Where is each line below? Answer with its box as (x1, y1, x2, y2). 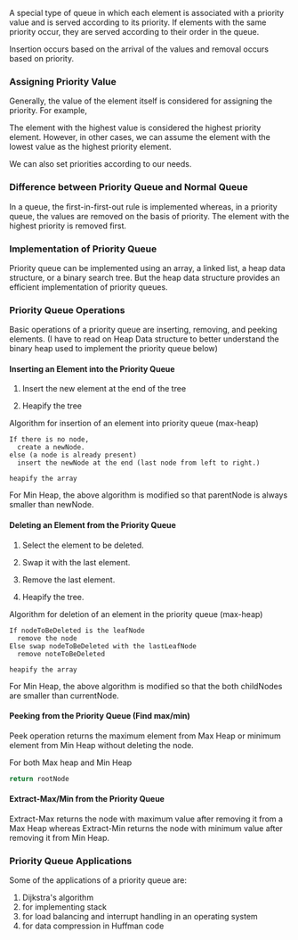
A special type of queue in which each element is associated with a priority (9, 8, 285, 18)
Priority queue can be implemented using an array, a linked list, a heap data (9, 262, 286, 273)
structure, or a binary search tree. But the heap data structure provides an (9, 272, 280, 283)
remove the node (17, 633, 77, 643)
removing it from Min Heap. (9, 832, 109, 843)
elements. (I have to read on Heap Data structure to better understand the (9, 334, 279, 344)
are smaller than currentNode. (9, 690, 120, 701)
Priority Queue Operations (9, 303, 125, 316)
